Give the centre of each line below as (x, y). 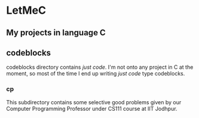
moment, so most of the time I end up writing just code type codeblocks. (96, 74)
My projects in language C (56, 33)
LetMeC (26, 10)
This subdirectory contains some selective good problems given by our (94, 102)
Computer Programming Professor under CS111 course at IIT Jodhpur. (92, 108)
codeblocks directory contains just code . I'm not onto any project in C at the (100, 67)
